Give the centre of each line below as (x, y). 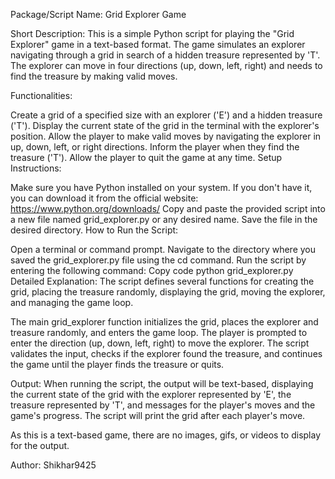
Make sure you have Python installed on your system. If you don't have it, (161, 187)
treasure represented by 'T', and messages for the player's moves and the (163, 405)
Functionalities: (41, 95)
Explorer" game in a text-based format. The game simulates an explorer (158, 44)
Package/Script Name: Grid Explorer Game (98, 14)
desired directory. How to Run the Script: (94, 230)
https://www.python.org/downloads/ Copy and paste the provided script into (168, 208)
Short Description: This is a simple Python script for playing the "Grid (152, 33)
